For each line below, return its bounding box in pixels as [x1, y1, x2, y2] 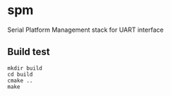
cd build [7, 71, 33, 78]
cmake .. [7, 77, 33, 84]
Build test [7, 46, 51, 58]
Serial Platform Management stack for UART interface [7, 25, 164, 34]
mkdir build [7, 64, 42, 72]
